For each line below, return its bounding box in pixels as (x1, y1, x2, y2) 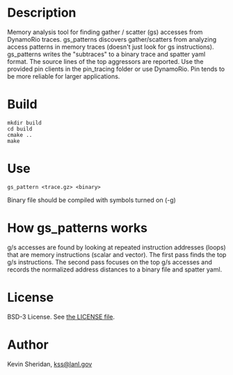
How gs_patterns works (7, 220, 148, 235)
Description (7, 5, 77, 21)
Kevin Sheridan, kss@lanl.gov (7, 360, 93, 368)
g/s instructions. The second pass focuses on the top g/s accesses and (7, 258, 212, 266)
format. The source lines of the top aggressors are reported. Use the (7, 57, 204, 65)
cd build (7, 125, 33, 133)
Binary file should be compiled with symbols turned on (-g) (7, 196, 176, 204)
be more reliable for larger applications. (7, 72, 120, 81)
